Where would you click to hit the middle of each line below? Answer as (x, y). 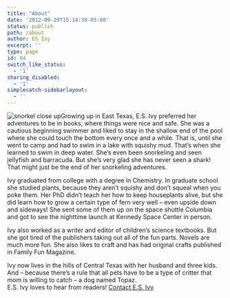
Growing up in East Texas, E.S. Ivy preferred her (129, 116)
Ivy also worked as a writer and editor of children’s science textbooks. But (112, 230)
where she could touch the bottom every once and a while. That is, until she (115, 138)
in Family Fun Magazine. (42, 252)
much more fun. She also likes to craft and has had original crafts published (114, 245)
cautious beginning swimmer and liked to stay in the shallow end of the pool (115, 130)
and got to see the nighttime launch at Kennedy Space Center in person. (109, 217)
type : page (23, 52)
